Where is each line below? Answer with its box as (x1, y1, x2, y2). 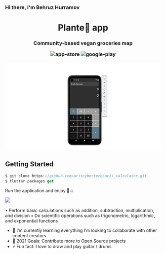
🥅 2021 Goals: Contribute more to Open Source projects (12, 238, 126, 244)
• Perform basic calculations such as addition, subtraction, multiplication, (5, 207, 155, 213)
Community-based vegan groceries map (33, 40, 133, 47)
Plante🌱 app (57, 22, 109, 34)
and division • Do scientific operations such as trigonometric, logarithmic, (5, 213, 155, 218)
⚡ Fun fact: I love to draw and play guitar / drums (12, 243, 112, 249)
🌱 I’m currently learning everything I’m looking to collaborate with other (12, 227, 157, 233)
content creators (12, 232, 46, 238)
